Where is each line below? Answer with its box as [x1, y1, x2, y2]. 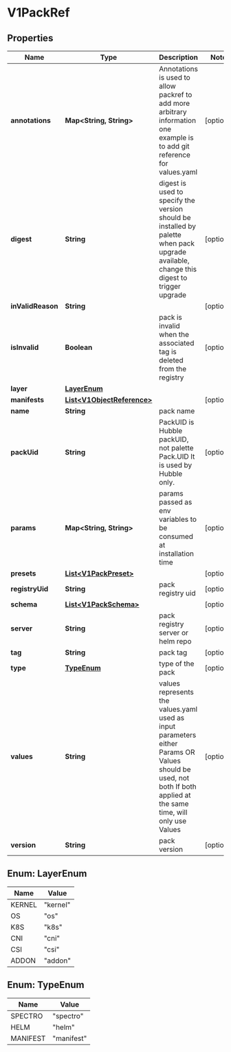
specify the [159, 196, 196, 205]
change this [159, 265, 197, 274]
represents [159, 688, 195, 697]
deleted [159, 355, 184, 365]
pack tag [159, 648, 188, 657]
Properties [7, 32, 54, 44]
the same [159, 799, 189, 809]
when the [159, 330, 189, 339]
